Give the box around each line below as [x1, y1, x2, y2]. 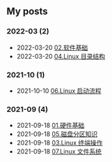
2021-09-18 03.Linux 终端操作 [16, 139, 103, 147]
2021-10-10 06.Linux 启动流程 [16, 87, 102, 95]
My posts [6, 6, 48, 17]
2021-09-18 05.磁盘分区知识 [16, 130, 98, 138]
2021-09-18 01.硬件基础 [16, 121, 85, 130]
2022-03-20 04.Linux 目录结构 [16, 52, 106, 60]
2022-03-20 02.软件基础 [16, 43, 88, 52]
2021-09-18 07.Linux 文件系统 [16, 147, 102, 156]
